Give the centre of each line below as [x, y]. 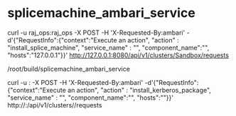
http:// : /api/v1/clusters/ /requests [55, 105]
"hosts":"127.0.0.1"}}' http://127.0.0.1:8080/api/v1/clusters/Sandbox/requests [118, 55]
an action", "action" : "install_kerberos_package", [139, 90]
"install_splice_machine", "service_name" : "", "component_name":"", [108, 47]
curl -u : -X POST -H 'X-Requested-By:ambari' [75, 82]
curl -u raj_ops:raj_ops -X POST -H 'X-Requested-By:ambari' [96, 33]
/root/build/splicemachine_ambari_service [69, 69]
